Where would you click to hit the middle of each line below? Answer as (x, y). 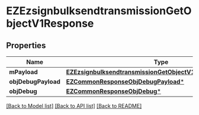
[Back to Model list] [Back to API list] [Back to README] (74, 106)
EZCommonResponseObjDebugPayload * (125, 82)
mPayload (24, 72)
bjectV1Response (50, 23)
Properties (26, 45)
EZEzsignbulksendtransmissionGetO (99, 11)
